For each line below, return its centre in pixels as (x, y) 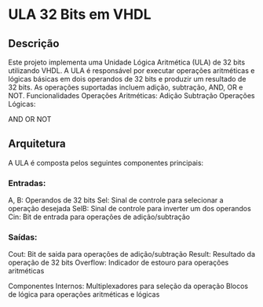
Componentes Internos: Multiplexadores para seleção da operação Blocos (128, 286)
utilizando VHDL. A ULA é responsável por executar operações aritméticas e (131, 71)
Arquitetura (37, 144)
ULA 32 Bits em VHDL (80, 15)
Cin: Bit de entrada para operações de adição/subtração (99, 217)
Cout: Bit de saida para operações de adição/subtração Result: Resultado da (132, 254)
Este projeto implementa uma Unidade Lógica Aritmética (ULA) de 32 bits (127, 62)
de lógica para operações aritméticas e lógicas (84, 294)
